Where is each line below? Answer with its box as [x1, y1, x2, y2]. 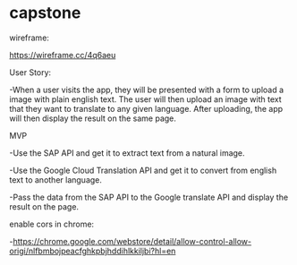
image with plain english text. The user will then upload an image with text [9, 93, 282, 105]
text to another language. [9, 174, 103, 185]
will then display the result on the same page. [9, 113, 177, 124]
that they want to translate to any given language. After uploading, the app [9, 103, 284, 114]
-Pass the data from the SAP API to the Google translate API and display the [9, 192, 289, 202]
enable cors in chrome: [9, 218, 95, 229]
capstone [9, 3, 81, 23]
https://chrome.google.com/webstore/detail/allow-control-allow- [13, 235, 252, 246]
